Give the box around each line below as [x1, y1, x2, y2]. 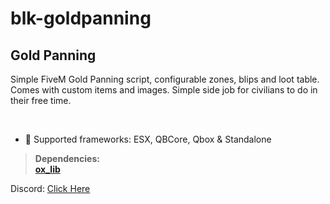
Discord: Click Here [10, 183, 91, 194]
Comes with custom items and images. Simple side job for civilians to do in [10, 84, 318, 96]
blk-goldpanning [10, 7, 152, 30]
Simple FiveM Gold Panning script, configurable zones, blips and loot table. [10, 73, 320, 85]
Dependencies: [34, 153, 100, 164]
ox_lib [34, 163, 61, 175]
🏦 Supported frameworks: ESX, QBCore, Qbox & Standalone [24, 133, 272, 145]
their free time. [10, 95, 72, 106]
